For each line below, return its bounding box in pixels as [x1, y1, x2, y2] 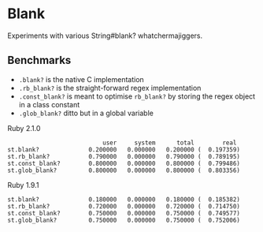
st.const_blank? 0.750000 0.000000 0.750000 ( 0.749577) [7, 209, 241, 217]
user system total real [102, 139, 237, 147]
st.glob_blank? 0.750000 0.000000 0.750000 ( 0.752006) [7, 216, 241, 224]
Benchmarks [7, 54, 72, 67]
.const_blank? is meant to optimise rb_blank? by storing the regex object [18, 92, 256, 101]
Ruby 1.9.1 [7, 180, 39, 189]
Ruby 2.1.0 [7, 123, 41, 133]
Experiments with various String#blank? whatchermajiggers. [7, 31, 203, 40]
